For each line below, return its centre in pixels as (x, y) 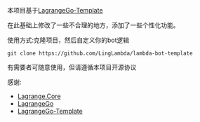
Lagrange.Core (39, 96)
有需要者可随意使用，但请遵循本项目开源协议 (72, 67)
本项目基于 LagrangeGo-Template (55, 10)
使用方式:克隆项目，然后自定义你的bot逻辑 (68, 40)
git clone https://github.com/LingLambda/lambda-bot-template (100, 53)
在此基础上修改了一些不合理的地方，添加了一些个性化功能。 (93, 25)
